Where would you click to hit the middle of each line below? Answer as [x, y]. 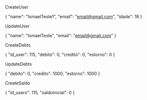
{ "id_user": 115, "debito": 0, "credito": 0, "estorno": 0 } [60, 54]
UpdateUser [17, 26]
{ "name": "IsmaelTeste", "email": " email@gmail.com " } [61, 36]
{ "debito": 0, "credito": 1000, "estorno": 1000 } [53, 74]
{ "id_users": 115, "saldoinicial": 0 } [40, 92]
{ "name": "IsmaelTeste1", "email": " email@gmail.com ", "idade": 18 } [74, 16]
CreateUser [17, 7]
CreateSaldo [18, 83]
